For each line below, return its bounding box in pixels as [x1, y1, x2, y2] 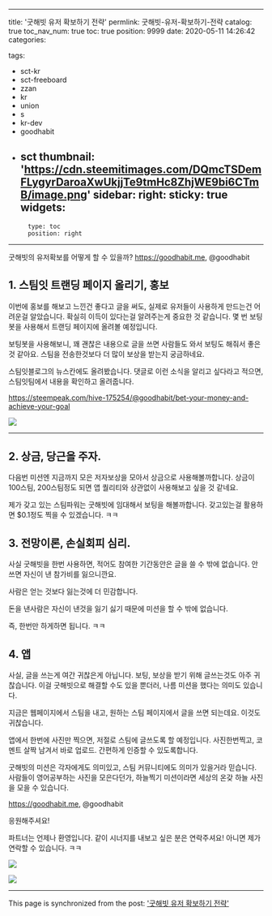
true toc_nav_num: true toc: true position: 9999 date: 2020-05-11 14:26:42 [8, 26, 256, 36]
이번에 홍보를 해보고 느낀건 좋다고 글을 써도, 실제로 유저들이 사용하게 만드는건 [8, 301, 253, 311]
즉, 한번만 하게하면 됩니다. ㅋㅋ [8, 621, 106, 631]
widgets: [19, 200, 66, 215]
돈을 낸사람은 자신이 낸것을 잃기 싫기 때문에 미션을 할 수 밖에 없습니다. [8, 604, 228, 613]
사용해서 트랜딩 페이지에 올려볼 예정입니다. [23, 321, 158, 331]
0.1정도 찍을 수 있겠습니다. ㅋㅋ [21, 510, 119, 520]
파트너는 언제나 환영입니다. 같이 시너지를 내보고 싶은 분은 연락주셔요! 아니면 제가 [8, 833, 261, 843]
